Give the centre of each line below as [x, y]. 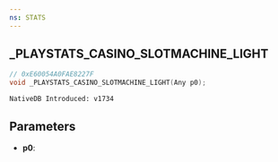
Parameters [43, 126]
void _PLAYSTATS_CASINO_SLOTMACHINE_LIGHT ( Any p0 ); [108, 83]
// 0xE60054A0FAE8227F [52, 74]
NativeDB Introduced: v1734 [62, 99]
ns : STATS [28, 17]
